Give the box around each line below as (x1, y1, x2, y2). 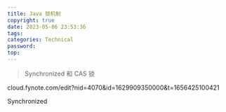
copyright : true (7, 17, 55, 24)
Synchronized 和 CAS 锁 (24, 69, 95, 78)
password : (7, 43, 36, 50)
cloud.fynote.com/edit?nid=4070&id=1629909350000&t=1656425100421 (7, 83, 220, 92)
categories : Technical (7, 36, 74, 43)
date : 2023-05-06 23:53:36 (7, 23, 86, 30)
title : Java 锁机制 (7, 10, 61, 17)
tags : (7, 29, 23, 37)
